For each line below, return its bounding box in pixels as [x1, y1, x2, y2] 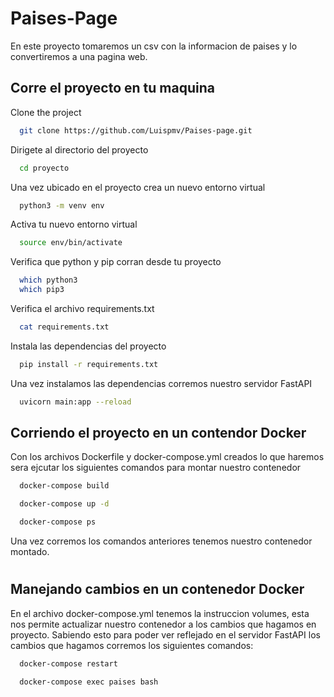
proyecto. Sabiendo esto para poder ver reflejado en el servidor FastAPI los [10, 628, 321, 641]
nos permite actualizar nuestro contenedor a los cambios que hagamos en [10, 618, 317, 630]
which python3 [19, 275, 78, 286]
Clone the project [10, 106, 82, 118]
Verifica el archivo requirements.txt [10, 303, 155, 314]
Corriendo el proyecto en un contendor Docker [10, 425, 307, 442]
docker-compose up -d [19, 499, 110, 509]
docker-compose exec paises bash [19, 677, 159, 687]
